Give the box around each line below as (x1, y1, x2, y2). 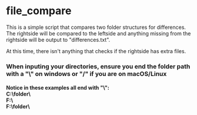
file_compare (6, 4, 72, 18)
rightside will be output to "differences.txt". (6, 36, 111, 43)
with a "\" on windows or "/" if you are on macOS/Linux (6, 70, 167, 78)
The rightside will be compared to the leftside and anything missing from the (6, 29, 191, 37)
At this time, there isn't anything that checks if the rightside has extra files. (6, 47, 186, 54)
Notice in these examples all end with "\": (6, 84, 110, 91)
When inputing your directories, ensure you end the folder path (6, 62, 191, 70)
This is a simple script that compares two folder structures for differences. (6, 24, 186, 31)
